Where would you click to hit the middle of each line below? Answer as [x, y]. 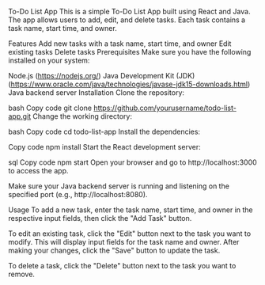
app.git [20, 116]
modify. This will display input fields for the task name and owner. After [124, 242]
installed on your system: [49, 60]
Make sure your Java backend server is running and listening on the [119, 186]
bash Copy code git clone [50, 108]
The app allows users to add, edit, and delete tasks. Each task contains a [127, 20]
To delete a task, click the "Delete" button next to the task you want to [122, 266]
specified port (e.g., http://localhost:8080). [78, 194]
